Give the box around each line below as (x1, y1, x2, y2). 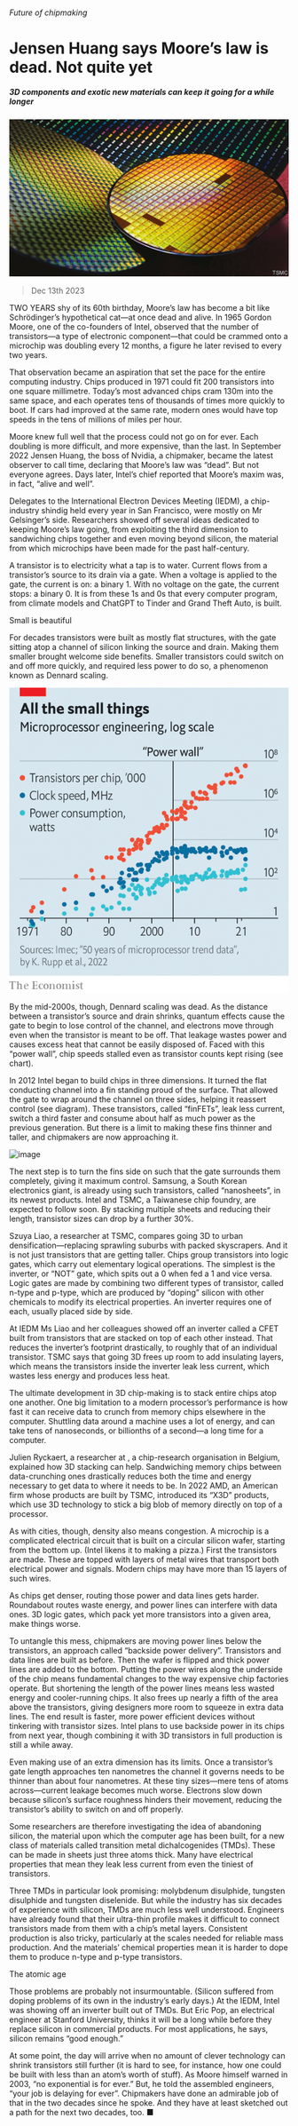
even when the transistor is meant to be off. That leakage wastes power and (9, 1030, 286, 1040)
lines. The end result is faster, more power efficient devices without (9, 1711, 255, 1722)
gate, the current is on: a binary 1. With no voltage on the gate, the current (9, 579, 279, 590)
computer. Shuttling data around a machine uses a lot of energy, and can (9, 1416, 276, 1426)
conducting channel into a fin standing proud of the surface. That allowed (9, 1084, 278, 1095)
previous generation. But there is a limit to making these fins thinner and (9, 1122, 272, 1132)
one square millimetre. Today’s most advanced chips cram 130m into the (9, 386, 273, 397)
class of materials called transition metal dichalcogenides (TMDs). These (9, 1840, 276, 1851)
